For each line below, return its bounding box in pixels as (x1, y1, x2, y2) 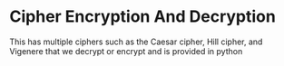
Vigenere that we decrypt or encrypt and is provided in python (9, 45, 243, 56)
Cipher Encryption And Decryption (9, 6, 277, 27)
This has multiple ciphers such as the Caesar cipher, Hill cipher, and (9, 36, 263, 47)
